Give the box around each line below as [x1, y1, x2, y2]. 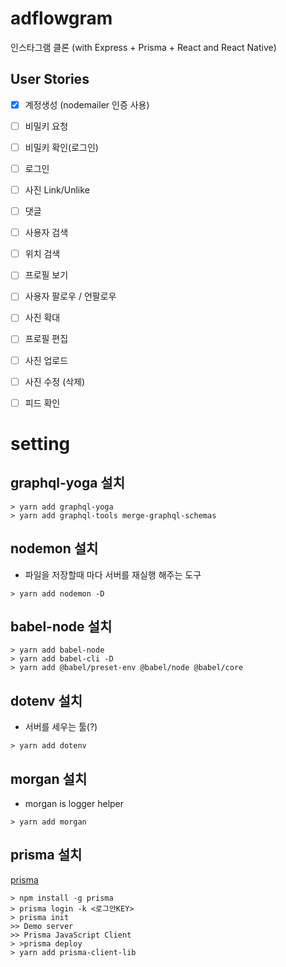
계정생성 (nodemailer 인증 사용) [24, 98, 150, 111]
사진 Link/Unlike [24, 184, 90, 196]
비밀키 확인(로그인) [24, 141, 99, 153]
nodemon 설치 [10, 540, 99, 557]
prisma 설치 [10, 847, 83, 864]
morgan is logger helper [24, 797, 125, 809]
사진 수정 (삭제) [24, 375, 86, 387]
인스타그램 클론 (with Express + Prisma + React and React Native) [10, 41, 277, 53]
